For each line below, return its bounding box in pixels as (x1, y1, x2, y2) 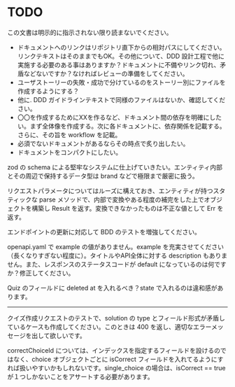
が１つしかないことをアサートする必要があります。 (7, 372, 154, 381)
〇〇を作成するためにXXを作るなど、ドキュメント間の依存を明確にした (17, 113, 222, 121)
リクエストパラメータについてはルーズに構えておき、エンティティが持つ (7, 186, 213, 195)
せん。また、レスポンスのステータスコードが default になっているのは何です (7, 260, 227, 268)
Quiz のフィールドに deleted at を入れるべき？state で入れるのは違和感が (7, 283, 218, 292)
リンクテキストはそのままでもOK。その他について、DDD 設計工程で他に (17, 52, 225, 60)
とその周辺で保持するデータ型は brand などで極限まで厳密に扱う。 (7, 171, 199, 180)
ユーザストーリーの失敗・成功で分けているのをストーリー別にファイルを (17, 78, 226, 86)
